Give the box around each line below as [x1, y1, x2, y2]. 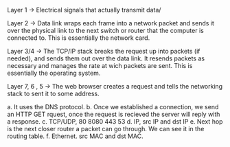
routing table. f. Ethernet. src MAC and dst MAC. [7, 132, 143, 140]
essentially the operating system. [7, 69, 101, 77]
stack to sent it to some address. [7, 89, 100, 98]
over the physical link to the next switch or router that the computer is [7, 27, 204, 34]
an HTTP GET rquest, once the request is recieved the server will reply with [7, 110, 220, 118]
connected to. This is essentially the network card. [7, 34, 150, 42]
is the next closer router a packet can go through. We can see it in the [7, 125, 205, 133]
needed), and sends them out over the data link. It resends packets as [7, 54, 205, 63]
